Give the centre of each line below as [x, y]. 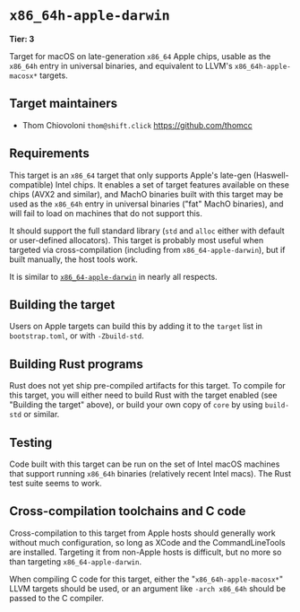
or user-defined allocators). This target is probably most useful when [137, 240]
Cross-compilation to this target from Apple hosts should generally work [142, 533]
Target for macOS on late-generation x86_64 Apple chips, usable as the [140, 56]
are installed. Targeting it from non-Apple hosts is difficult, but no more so [146, 552]
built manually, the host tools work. [74, 259]
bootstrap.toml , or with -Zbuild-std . [77, 336]
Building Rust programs [76, 364]
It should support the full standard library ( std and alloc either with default [147, 231]
